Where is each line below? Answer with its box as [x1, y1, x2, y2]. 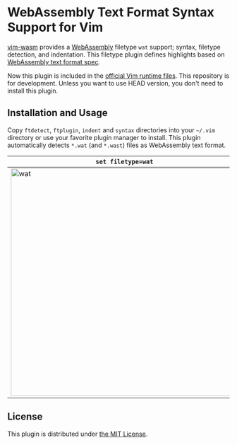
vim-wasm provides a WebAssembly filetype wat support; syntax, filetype [7, 42, 221, 51]
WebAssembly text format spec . [7, 57, 101, 66]
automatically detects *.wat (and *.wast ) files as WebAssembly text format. [7, 141, 226, 149]
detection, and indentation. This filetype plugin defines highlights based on [7, 50, 225, 59]
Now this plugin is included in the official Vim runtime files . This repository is [7, 71, 229, 80]
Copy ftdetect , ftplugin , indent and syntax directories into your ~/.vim [7, 125, 215, 134]
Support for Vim [7, 19, 104, 35]
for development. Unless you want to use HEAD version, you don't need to [7, 79, 224, 87]
